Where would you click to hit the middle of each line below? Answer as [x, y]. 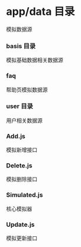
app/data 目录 [41, 12]
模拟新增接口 [22, 150]
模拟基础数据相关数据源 [35, 60]
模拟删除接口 [22, 179]
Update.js [20, 224]
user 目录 [20, 106]
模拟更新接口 [22, 238]
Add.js [16, 136]
